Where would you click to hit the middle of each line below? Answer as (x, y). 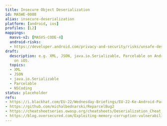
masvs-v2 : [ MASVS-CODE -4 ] (37, 38)
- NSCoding (21, 88)
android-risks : (25, 42)
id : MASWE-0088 (21, 14)
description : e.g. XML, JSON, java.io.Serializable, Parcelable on (81, 56)
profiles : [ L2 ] (21, 28)
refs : (11, 97)
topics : (18, 65)
